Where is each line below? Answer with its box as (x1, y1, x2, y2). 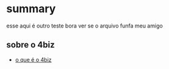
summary (6, 2, 56, 16)
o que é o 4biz (15, 56, 52, 63)
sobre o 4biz (6, 40, 55, 50)
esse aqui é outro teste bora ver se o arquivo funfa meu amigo (6, 22, 163, 29)
